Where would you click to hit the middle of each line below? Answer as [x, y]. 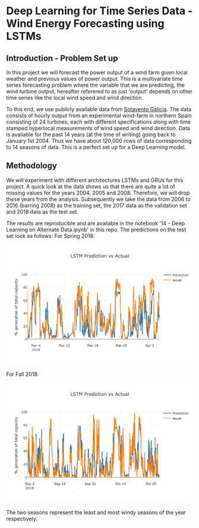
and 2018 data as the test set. [42, 212]
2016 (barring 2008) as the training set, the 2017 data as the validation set [97, 205]
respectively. [22, 518]
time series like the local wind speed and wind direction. [75, 98]
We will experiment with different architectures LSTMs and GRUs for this [95, 180]
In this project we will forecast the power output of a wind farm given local [97, 72]
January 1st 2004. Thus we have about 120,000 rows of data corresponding [99, 141]
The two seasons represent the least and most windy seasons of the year [96, 512]
